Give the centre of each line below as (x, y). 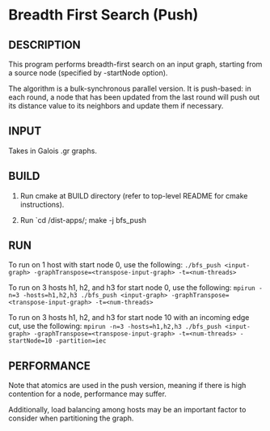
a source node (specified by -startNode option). (88, 73)
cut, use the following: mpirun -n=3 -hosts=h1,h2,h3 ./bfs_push (115, 326)
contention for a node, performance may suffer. (88, 394)
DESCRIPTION (44, 45)
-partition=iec (81, 341)
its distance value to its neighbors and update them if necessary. (116, 106)
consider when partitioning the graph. (71, 418)
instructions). (42, 204)
